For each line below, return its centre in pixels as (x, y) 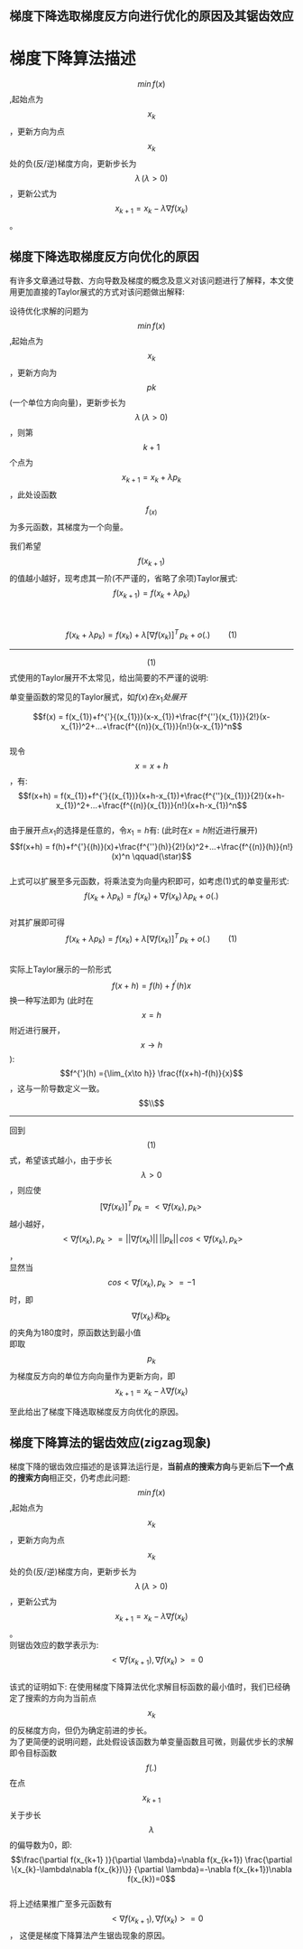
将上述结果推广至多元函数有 (61, 1903)
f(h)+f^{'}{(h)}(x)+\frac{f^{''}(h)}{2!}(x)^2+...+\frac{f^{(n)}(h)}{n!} (173, 846)
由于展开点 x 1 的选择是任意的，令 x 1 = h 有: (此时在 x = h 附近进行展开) (134, 831)
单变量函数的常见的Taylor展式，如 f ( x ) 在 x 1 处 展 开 (98, 697)
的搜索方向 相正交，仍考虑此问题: (70, 1477)
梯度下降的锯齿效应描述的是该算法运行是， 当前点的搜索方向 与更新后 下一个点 (151, 1466)
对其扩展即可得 (37, 923)
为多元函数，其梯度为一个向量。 (69, 526)
